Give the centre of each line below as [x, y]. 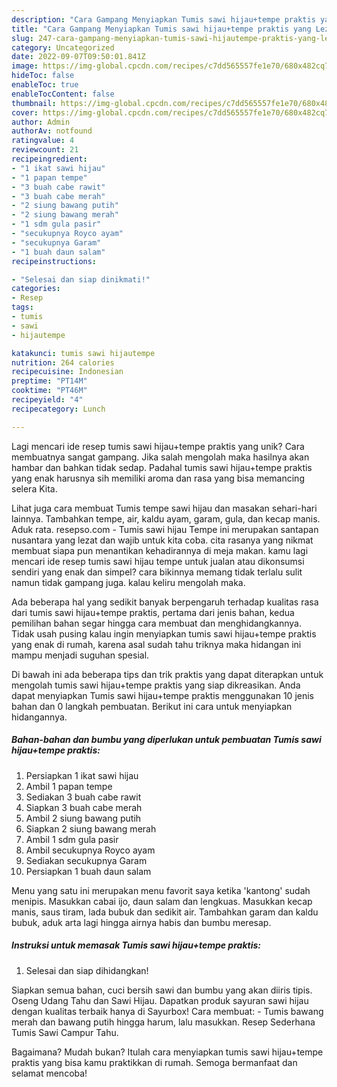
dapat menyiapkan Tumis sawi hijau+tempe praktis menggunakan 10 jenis [162, 695]
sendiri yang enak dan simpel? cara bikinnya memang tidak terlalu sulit [157, 572]
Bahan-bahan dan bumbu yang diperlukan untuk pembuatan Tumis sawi [166, 740]
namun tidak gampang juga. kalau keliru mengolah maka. [128, 582]
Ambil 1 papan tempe [69, 786]
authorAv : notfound [52, 131]
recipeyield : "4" [47, 400]
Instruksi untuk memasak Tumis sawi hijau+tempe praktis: [136, 945]
